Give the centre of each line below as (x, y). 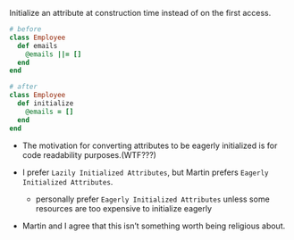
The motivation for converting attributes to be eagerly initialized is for (150, 145)
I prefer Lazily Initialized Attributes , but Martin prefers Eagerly (145, 172)
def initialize (46, 103)
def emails (38, 46)
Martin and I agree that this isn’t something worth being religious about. (154, 226)
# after (24, 87)
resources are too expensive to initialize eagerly (124, 208)
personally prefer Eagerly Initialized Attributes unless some (152, 199)
